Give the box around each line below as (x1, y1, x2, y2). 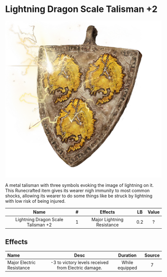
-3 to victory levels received (50, 259, 109, 265)
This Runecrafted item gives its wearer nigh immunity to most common (5, 187, 150, 193)
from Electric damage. (57, 265, 102, 271)
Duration (118, 252, 137, 258)
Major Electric (7, 259, 36, 265)
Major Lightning (91, 216, 124, 222)
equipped (117, 265, 138, 271)
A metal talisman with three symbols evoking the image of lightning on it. (5, 182, 154, 188)
